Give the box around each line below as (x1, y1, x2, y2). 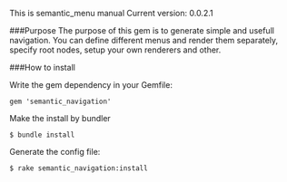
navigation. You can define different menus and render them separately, (9, 35, 279, 45)
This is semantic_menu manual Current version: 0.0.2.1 (9, 8, 213, 18)
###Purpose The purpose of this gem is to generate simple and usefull (9, 25, 275, 35)
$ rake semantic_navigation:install (9, 164, 148, 173)
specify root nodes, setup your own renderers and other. (9, 44, 222, 55)
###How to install (9, 62, 75, 72)
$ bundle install (9, 130, 75, 139)
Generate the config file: (9, 147, 101, 157)
